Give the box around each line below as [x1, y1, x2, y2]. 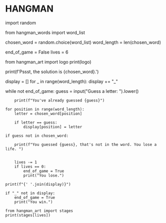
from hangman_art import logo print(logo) [5, 59, 92, 65]
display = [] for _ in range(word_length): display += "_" [5, 78, 118, 84]
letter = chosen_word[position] [14, 111, 82, 116]
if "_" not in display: [5, 190, 56, 196]
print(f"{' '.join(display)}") [5, 182, 71, 187]
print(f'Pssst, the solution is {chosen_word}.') [5, 69, 99, 75]
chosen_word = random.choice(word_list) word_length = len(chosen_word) [5, 39, 161, 45]
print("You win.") [14, 199, 53, 204]
